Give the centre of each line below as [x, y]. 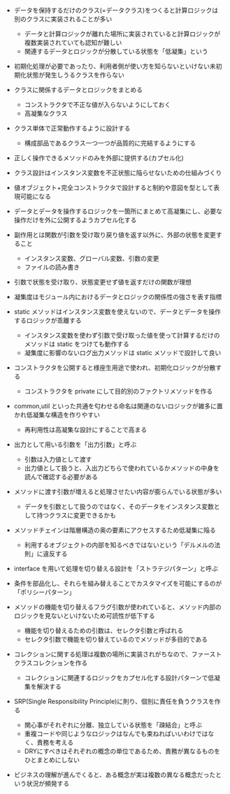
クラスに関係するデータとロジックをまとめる [78, 90]
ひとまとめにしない [52, 760]
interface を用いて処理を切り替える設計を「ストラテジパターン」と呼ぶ [116, 569]
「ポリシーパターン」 [44, 592]
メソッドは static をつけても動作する [77, 344]
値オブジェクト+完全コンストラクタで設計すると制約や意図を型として [114, 188]
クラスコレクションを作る [51, 663]
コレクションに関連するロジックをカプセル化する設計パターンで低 [119, 678]
